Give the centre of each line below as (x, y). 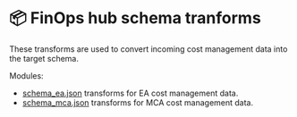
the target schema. (44, 58)
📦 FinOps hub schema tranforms (135, 18)
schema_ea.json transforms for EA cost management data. (130, 93)
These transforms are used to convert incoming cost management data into (148, 49)
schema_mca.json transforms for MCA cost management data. (137, 102)
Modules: (26, 75)
